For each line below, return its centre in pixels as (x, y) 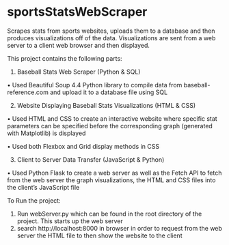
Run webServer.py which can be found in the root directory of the (109, 214)
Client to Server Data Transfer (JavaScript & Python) (91, 159)
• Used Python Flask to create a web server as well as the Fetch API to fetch (114, 173)
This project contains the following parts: (65, 58)
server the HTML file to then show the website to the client (99, 235)
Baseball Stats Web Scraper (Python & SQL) (79, 72)
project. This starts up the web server (70, 221)
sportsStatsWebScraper (77, 12)
